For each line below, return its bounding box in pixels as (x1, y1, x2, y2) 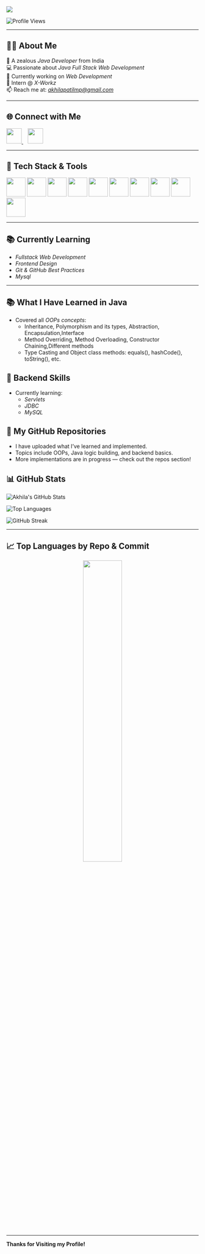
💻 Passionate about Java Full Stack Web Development (6, 63, 145, 71)
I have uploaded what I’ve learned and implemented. (15, 442, 148, 450)
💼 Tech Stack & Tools (6, 161, 87, 171)
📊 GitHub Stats (6, 474, 66, 485)
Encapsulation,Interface (24, 330, 84, 337)
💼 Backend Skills (6, 373, 71, 383)
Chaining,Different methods (24, 342, 94, 350)
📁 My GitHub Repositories (6, 427, 106, 437)
